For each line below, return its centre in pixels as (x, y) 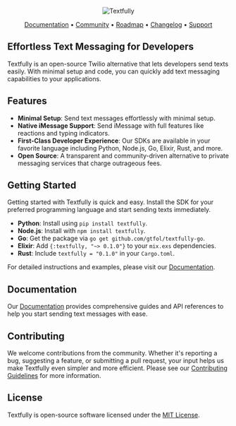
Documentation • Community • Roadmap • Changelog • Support (118, 24)
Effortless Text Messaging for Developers (101, 47)
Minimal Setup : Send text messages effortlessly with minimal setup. (117, 118)
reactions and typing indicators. (64, 133)
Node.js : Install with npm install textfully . (81, 231)
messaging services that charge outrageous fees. (89, 163)
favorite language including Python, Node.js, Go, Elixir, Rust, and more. (120, 148)
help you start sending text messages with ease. (77, 314)
